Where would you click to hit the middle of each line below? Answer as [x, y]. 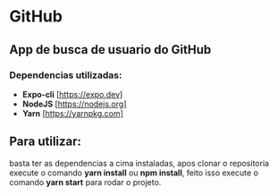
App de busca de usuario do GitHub [110, 50]
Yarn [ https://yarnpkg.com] [72, 113]
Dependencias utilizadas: [66, 75]
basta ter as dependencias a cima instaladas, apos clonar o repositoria [139, 163]
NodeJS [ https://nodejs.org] [74, 104]
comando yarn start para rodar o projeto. [85, 182]
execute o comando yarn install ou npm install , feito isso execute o [134, 173]
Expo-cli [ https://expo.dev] [72, 94]
